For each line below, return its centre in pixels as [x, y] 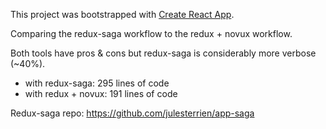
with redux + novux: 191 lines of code [101, 93]
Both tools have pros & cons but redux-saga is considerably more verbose [163, 53]
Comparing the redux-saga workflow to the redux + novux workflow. [151, 33]
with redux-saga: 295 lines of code [97, 83]
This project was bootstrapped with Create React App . [122, 14]
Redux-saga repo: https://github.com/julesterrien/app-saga [132, 113]
